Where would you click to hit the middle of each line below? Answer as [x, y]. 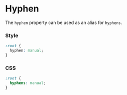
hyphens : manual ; [28, 83]
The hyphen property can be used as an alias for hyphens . [64, 22]
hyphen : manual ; [27, 50]
